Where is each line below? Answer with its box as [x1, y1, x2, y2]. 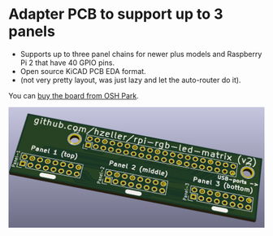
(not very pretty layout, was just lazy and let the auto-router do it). [19, 75, 241, 85]
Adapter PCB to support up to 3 [8, 5, 223, 24]
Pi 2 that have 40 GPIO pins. [19, 58, 115, 68]
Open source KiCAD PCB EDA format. [19, 66, 146, 76]
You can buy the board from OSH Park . [8, 90, 140, 100]
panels [8, 22, 55, 41]
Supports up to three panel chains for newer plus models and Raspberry [19, 49, 262, 59]
